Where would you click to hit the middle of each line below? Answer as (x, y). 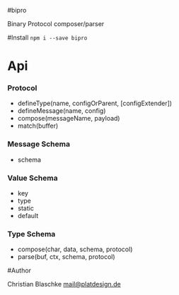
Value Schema (33, 178)
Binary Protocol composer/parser (56, 24)
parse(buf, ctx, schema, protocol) (66, 257)
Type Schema (31, 234)
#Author (19, 270)
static (25, 208)
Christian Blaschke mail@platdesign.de (64, 284)
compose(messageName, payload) (69, 119)
